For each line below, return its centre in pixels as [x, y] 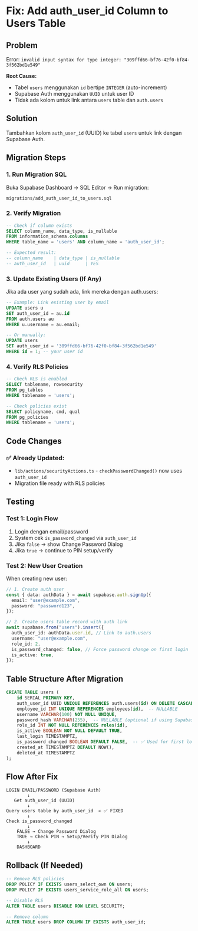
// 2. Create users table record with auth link [67, 622]
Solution [22, 118]
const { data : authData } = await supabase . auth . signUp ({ [79, 595]
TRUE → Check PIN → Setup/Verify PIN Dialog [72, 837]
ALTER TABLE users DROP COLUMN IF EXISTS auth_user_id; [76, 922]
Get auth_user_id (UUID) [44, 801]
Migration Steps [36, 158]
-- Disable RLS [25, 900]
